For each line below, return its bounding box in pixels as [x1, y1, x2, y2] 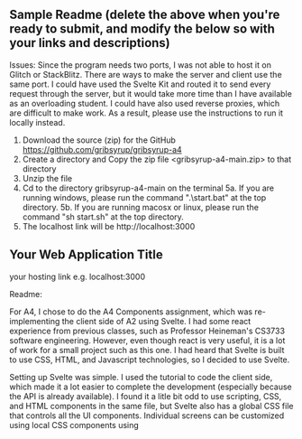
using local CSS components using [9, 419, 140, 430]
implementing [9, 315, 60, 326]
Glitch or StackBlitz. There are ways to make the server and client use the [9, 69, 282, 79]
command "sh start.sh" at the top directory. [22, 211, 185, 222]
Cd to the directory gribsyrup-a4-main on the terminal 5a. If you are [22, 182, 275, 193]
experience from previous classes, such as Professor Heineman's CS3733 [9, 325, 286, 336]
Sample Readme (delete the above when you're [9, 7, 280, 23]
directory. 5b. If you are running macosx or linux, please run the [22, 201, 260, 212]
